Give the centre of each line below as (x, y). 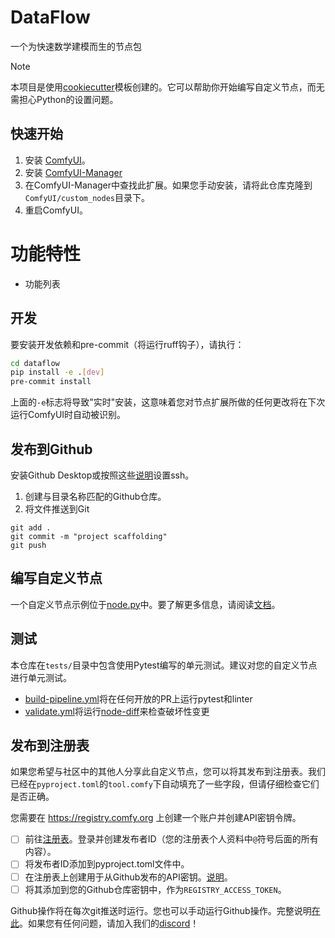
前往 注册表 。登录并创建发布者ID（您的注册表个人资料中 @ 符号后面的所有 (171, 839)
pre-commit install (51, 382)
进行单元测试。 (41, 677)
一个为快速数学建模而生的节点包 (76, 46)
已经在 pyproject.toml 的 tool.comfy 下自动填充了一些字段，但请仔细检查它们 (165, 784)
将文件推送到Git (57, 508)
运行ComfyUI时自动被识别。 (68, 415)
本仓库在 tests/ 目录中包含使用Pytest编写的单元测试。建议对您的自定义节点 (164, 665)
